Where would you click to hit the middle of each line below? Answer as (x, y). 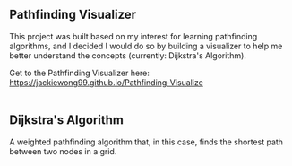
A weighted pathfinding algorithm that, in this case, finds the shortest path (146, 142)
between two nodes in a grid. (63, 151)
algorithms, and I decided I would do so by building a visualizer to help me (146, 46)
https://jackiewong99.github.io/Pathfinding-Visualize (106, 82)
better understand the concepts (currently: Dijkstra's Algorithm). (128, 55)
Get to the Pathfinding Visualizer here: (80, 73)
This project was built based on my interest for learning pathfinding (133, 36)
